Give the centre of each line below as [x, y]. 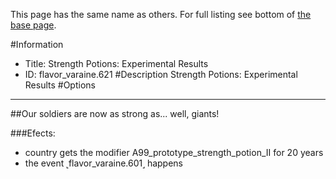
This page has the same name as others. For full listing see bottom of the [161, 14]
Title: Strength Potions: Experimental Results [116, 63]
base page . [33, 25]
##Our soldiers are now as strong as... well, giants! [115, 113]
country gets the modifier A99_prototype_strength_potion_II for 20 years [174, 152]
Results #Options [60, 85]
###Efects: [33, 133]
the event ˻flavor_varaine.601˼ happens [103, 163]
